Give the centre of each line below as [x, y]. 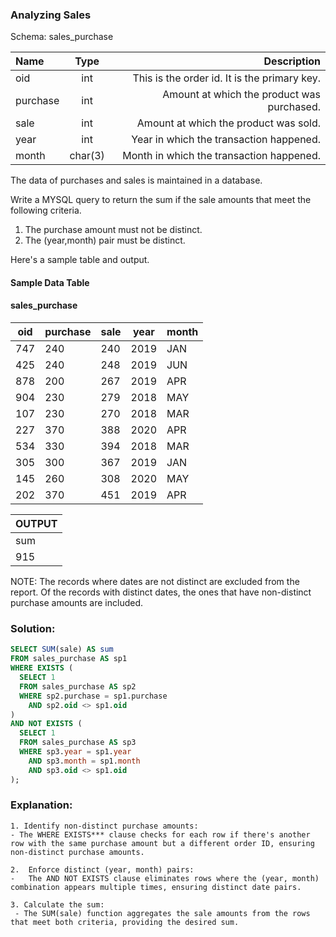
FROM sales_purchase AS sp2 [78, 686]
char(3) [87, 156]
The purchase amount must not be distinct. [113, 230]
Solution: [33, 629]
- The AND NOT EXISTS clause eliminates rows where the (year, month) [165, 878]
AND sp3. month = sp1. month [84, 761]
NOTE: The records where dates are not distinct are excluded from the [155, 582]
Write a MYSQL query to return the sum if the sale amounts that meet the [161, 200]
